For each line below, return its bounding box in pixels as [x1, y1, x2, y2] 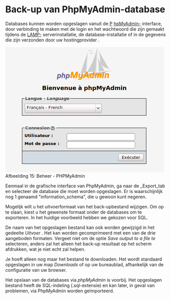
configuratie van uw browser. [5, 267, 67, 273]
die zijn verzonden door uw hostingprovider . [5, 37, 100, 43]
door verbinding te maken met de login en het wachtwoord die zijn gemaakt [5, 26, 164, 32]
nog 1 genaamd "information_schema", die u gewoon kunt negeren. [5, 194, 147, 200]
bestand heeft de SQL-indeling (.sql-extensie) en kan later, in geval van [5, 282, 155, 288]
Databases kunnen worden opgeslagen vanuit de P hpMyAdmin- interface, [5, 20, 162, 27]
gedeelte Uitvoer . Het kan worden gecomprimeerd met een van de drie [5, 229, 156, 236]
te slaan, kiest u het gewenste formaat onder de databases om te [5, 209, 142, 215]
